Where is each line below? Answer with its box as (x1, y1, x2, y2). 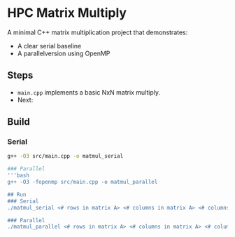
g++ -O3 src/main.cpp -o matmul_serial (7, 153, 124, 160)
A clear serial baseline (17, 41, 82, 50)
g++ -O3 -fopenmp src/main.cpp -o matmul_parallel (7, 179, 158, 186)
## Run (7, 191, 27, 198)
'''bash (7, 172, 30, 180)
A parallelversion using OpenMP (17, 49, 111, 57)
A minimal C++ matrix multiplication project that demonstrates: (7, 28, 188, 36)
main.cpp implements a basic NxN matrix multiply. (17, 88, 161, 96)
